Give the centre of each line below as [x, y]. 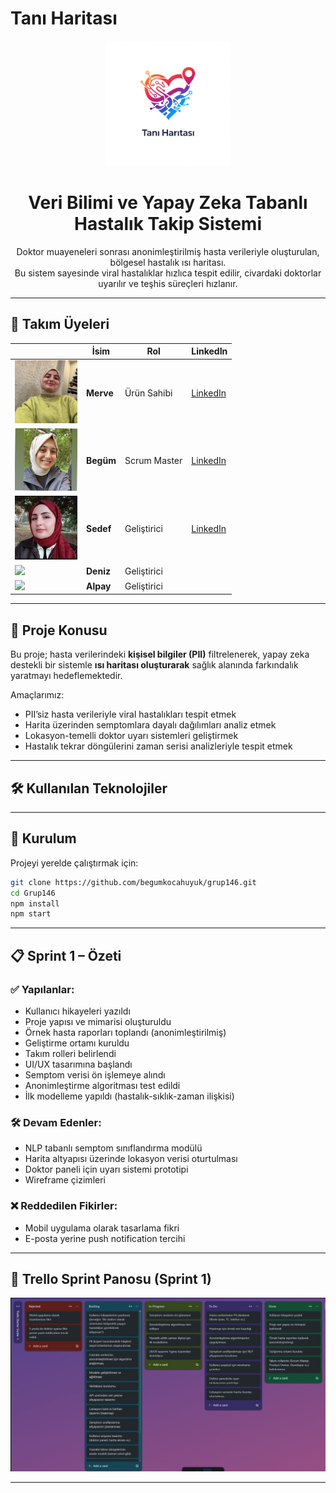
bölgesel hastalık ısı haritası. [168, 262]
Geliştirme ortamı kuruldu [77, 1043]
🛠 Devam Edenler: [56, 1122]
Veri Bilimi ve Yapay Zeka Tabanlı [168, 203]
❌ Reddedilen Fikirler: [64, 1206]
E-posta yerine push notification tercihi [105, 1238]
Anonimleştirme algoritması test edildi [102, 1085]
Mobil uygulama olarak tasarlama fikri [102, 1228]
